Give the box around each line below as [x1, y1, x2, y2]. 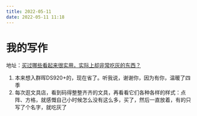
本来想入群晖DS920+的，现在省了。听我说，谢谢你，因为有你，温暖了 [14, 74, 186, 81]
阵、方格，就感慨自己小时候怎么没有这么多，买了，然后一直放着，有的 [14, 97, 186, 104]
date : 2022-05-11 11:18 [6, 14, 65, 20]
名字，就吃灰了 [30, 104, 67, 111]
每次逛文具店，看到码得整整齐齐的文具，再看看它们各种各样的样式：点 [14, 89, 186, 96]
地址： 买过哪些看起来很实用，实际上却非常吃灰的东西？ [6, 62, 141, 69]
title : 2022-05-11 [6, 8, 51, 15]
